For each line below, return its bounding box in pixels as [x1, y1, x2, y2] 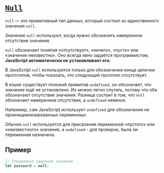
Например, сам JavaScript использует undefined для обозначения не [5, 107, 150, 112]
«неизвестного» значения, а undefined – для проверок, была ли [5, 126, 138, 132]
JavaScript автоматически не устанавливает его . [5, 57, 111, 63]
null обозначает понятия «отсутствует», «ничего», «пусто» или [5, 47, 139, 53]
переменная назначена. [5, 131, 55, 137]
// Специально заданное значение [5, 159, 73, 164]
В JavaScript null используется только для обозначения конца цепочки [5, 67, 155, 73]
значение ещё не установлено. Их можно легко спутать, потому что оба [5, 86, 158, 92]
